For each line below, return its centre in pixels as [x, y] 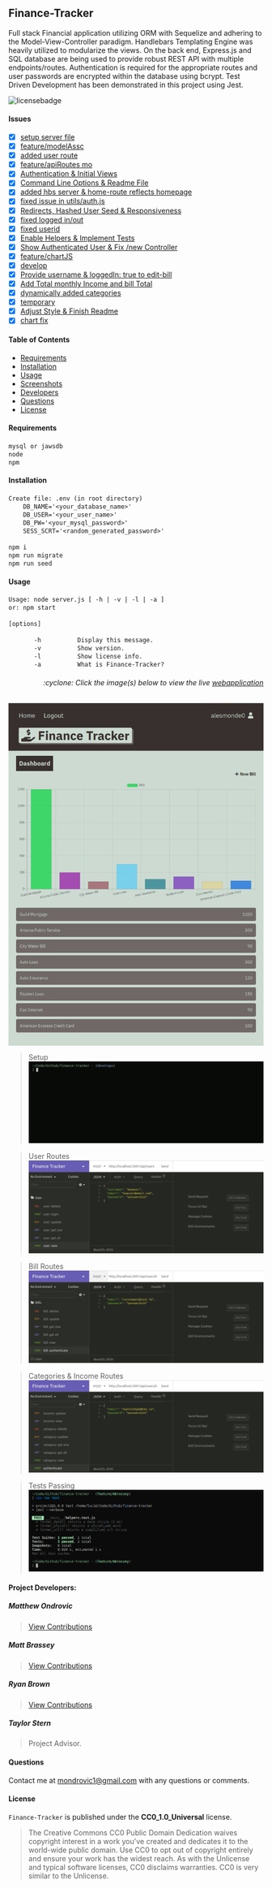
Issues [20, 119]
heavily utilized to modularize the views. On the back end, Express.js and [130, 50]
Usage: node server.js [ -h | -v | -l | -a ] [86, 600]
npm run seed [30, 564]
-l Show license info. [88, 657]
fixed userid [40, 229]
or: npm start [32, 608]
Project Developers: [42, 1588]
